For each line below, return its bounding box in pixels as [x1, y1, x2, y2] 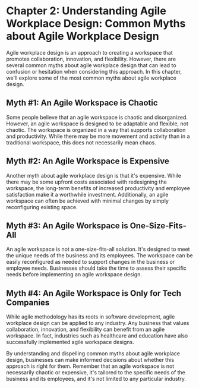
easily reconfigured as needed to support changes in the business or [6, 258, 175, 266]
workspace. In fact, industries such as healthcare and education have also [6, 332, 188, 339]
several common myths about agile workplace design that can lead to [6, 61, 176, 69]
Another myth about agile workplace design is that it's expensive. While [6, 172, 181, 179]
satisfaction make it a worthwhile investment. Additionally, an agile [6, 191, 169, 198]
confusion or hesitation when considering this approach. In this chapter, [6, 68, 182, 75]
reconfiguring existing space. [6, 203, 78, 210]
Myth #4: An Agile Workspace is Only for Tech [6, 288, 182, 298]
